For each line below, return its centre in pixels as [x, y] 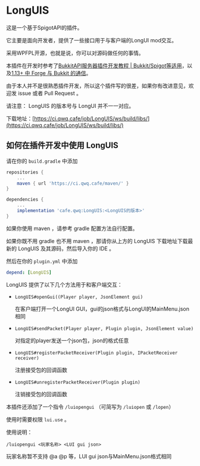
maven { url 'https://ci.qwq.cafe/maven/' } [73, 183]
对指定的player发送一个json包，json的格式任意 [72, 340]
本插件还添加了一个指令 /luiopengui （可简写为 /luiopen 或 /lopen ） [90, 406]
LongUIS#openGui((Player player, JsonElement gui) [79, 297]
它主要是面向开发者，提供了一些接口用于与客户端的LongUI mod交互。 [92, 40]
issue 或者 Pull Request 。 [50, 93]
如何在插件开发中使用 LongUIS [62, 146]
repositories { [25, 172]
